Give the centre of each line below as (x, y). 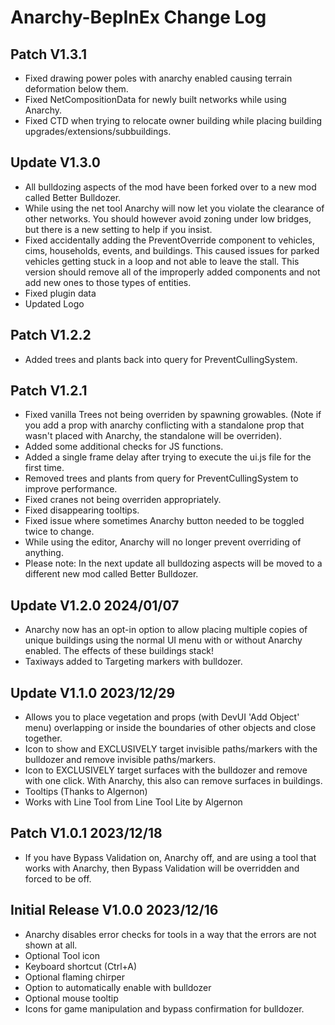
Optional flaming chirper (74, 977)
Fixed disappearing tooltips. (82, 510)
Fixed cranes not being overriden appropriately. (123, 500)
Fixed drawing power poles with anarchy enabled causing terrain (158, 78)
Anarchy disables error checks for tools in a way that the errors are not (170, 934)
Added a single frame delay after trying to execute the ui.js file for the (168, 457)
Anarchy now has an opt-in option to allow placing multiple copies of (166, 630)
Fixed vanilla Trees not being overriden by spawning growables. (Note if (173, 415)
